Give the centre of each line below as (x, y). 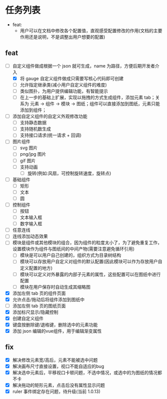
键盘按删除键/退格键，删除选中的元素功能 (55, 324)
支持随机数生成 (35, 129)
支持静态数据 (33, 123)
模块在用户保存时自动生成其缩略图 (55, 287)
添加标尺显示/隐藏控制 (35, 312)
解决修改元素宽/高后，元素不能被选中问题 (55, 360)
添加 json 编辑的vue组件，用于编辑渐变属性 (57, 331)
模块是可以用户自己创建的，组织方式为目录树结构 (70, 255)
